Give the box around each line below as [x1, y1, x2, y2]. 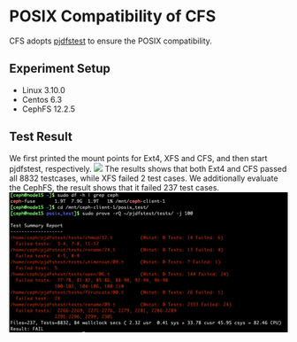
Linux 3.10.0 [21, 84, 66, 95]
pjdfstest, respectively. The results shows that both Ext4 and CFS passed [9, 163, 287, 174]
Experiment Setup [9, 61, 110, 76]
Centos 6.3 [21, 94, 63, 105]
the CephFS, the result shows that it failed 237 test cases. [9, 182, 219, 192]
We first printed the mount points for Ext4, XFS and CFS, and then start [9, 152, 268, 163]
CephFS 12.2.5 [21, 104, 76, 114]
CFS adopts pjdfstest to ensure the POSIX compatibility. [9, 35, 212, 46]
